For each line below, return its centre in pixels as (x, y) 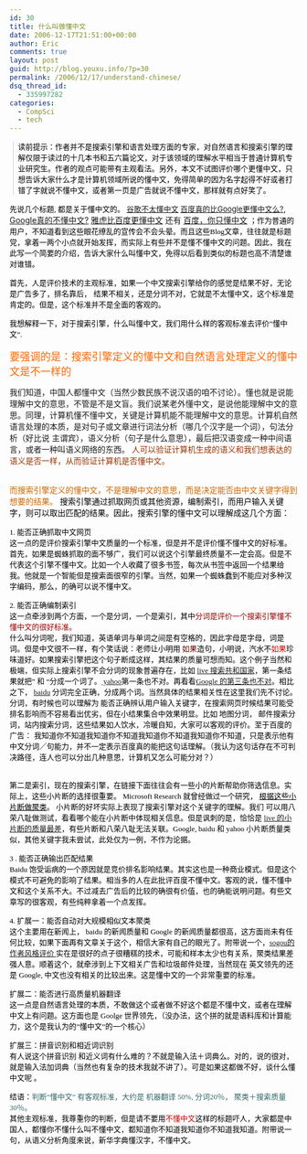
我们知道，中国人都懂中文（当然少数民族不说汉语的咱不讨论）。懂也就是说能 (152, 392)
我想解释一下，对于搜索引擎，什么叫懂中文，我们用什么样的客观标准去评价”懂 (145, 324)
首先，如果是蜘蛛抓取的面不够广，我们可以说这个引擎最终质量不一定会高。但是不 (151, 554)
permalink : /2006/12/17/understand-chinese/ (95, 78)
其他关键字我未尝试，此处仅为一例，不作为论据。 (110, 840)
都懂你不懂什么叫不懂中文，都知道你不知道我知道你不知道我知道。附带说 (158, 1130)
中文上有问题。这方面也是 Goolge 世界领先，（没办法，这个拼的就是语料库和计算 (147, 1016)
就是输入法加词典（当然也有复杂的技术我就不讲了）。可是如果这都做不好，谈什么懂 (153, 1068)
